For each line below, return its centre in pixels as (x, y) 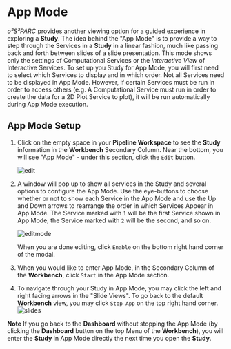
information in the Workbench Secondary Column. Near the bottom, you (120, 149)
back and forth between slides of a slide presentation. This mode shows (110, 53)
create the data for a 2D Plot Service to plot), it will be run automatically (109, 96)
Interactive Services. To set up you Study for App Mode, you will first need (113, 67)
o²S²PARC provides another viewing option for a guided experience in (106, 31)
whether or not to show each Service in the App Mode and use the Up (117, 198)
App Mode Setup (44, 126)
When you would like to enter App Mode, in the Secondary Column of (116, 267)
